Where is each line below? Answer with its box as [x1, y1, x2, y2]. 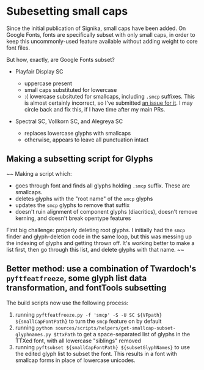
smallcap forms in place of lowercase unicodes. [15, 357, 136, 364]
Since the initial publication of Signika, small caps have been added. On [6, 25, 186, 32]
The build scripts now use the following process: [6, 299, 129, 306]
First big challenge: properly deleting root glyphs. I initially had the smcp [6, 226, 185, 233]
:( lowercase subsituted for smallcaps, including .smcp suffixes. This [24, 92, 195, 100]
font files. [6, 44, 31, 51]
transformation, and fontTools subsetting [6, 283, 167, 293]
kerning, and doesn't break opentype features [15, 214, 131, 222]
